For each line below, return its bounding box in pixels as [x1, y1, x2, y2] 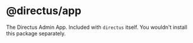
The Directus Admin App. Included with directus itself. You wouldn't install [6, 24, 188, 31]
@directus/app [6, 4, 81, 18]
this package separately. [6, 29, 66, 37]
